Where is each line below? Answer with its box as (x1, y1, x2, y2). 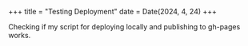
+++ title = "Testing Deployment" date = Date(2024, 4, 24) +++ (8, 7, 218, 16)
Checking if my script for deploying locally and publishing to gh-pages (8, 22, 241, 31)
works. (8, 31, 31, 40)
